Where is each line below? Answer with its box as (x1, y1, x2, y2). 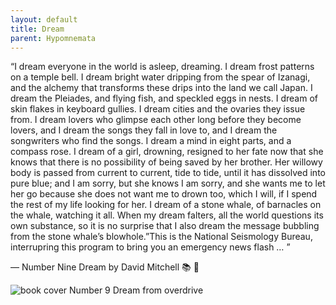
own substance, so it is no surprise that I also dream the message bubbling (10, 220, 320, 232)
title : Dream (10, 24, 65, 34)
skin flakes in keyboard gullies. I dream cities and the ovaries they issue (10, 103, 306, 115)
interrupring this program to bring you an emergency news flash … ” (10, 241, 291, 253)
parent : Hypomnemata (10, 33, 97, 43)
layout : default (10, 14, 78, 25)
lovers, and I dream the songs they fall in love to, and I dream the (10, 124, 278, 136)
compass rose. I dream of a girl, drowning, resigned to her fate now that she (10, 146, 324, 158)
